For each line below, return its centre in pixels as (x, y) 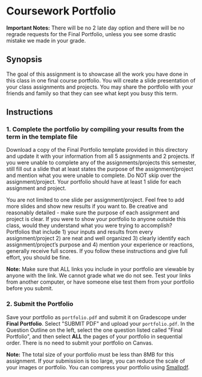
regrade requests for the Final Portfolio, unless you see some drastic (91, 34)
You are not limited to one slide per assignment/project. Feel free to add (96, 200)
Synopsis (24, 59)
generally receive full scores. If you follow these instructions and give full (97, 251)
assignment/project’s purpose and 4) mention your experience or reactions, (100, 245)
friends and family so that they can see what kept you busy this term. (92, 93)
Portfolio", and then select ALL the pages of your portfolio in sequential (94, 336)
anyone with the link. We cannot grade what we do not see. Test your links (99, 276)
